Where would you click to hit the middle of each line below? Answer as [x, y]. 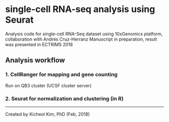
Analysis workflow [35, 60]
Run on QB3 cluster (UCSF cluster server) [49, 85]
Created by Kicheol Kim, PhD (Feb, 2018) [48, 114]
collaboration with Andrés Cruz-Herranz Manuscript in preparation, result [81, 39]
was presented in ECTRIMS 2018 [39, 44]
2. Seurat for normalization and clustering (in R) [64, 98]
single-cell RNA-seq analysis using [80, 9]
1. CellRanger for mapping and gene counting [61, 75]
